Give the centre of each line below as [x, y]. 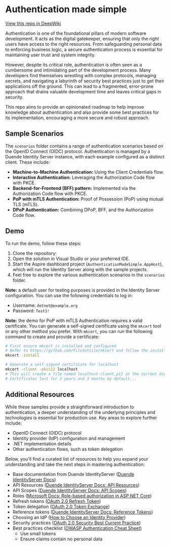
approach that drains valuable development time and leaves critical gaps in [83, 91]
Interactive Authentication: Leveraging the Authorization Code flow [84, 177]
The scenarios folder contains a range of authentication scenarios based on [84, 146]
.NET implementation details [42, 443]
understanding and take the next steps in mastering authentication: [75, 464]
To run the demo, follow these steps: [44, 243]
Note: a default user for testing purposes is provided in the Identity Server [82, 290]
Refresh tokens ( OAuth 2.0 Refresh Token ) [57, 501]
